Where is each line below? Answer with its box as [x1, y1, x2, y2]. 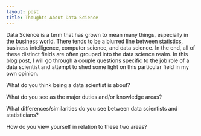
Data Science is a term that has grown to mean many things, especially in [6, 31, 188, 38]
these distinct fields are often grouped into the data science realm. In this [6, 50, 188, 57]
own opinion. [6, 70, 39, 77]
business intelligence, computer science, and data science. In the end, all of [6, 44, 195, 51]
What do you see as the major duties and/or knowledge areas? [6, 93, 162, 100]
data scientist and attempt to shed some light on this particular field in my [6, 63, 189, 70]
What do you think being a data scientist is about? [6, 81, 130, 88]
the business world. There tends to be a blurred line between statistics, [6, 37, 183, 45]
